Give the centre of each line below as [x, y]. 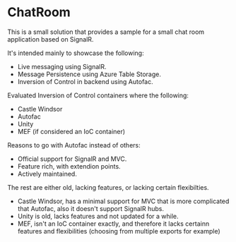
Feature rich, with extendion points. [69, 166]
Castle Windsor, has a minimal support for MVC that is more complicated [123, 201]
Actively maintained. [47, 174]
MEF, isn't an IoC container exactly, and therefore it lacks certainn [113, 224]
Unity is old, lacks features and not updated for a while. [98, 216]
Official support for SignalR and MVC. [72, 159]
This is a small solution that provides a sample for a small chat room [106, 32]
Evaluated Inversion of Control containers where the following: [98, 95]
